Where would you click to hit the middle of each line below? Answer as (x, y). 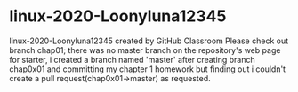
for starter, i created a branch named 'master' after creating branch (132, 59)
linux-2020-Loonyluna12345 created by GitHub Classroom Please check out (149, 41)
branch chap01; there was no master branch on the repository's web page (145, 50)
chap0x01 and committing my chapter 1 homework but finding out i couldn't (148, 69)
